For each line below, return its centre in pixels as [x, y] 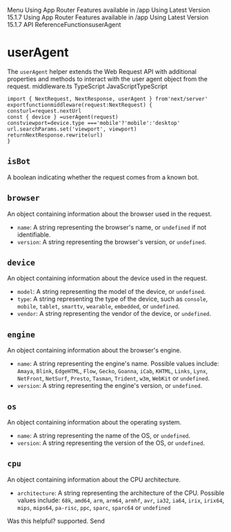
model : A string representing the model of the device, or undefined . [111, 292]
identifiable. [34, 235]
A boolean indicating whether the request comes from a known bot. [103, 177]
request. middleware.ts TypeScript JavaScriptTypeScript [87, 86]
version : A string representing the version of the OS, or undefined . [111, 443]
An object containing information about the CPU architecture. [94, 480]
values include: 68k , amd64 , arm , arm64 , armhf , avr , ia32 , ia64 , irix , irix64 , [121, 500]
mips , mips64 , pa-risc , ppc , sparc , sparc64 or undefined [94, 507]
